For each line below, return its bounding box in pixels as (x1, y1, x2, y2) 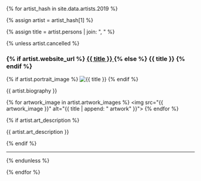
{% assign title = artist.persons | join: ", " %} (6, 28, 115, 35)
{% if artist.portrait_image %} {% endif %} (6, 76, 139, 83)
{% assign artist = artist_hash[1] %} (6, 17, 94, 23)
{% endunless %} (6, 157, 50, 164)
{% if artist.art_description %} (6, 116, 80, 124)
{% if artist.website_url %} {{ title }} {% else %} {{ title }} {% (6, 54, 185, 63)
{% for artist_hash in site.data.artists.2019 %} (6, 5, 118, 12)
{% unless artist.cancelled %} (6, 40, 80, 47)
